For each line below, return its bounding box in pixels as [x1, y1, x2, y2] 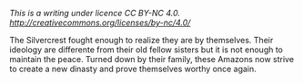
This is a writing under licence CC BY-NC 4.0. [9, 8, 180, 18]
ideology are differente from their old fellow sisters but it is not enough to [9, 44, 284, 55]
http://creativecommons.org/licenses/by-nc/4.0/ [9, 17, 191, 28]
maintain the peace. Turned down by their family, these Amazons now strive [9, 54, 294, 64]
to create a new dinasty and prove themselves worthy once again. [9, 63, 257, 74]
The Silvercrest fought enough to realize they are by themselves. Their [9, 35, 274, 45]
